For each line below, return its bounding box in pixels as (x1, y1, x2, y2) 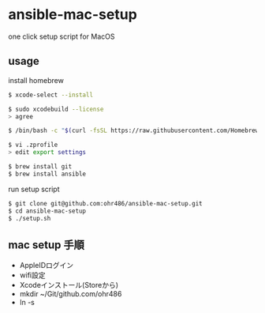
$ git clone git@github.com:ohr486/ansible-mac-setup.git (8, 199, 203, 207)
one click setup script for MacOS (8, 32, 115, 41)
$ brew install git (8, 163, 73, 171)
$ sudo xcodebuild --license (8, 105, 104, 113)
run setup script (8, 184, 61, 194)
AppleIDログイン (19, 261, 74, 270)
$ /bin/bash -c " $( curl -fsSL (8, 126, 108, 135)
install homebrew (8, 75, 65, 85)
